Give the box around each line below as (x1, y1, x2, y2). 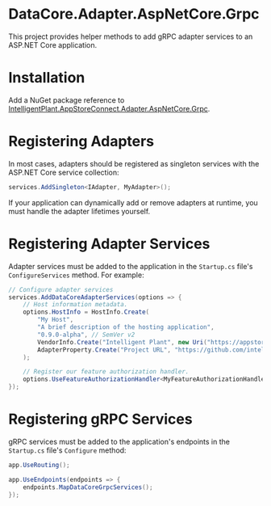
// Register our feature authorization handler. (23, 368, 190, 376)
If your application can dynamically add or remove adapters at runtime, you (8, 197, 258, 207)
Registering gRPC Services (8, 410, 193, 428)
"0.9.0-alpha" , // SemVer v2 (37, 331, 135, 339)
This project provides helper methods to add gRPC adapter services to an (8, 32, 253, 41)
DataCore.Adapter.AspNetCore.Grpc (8, 5, 260, 23)
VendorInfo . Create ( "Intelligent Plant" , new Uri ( (37, 338, 207, 346)
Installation (8, 69, 85, 87)
